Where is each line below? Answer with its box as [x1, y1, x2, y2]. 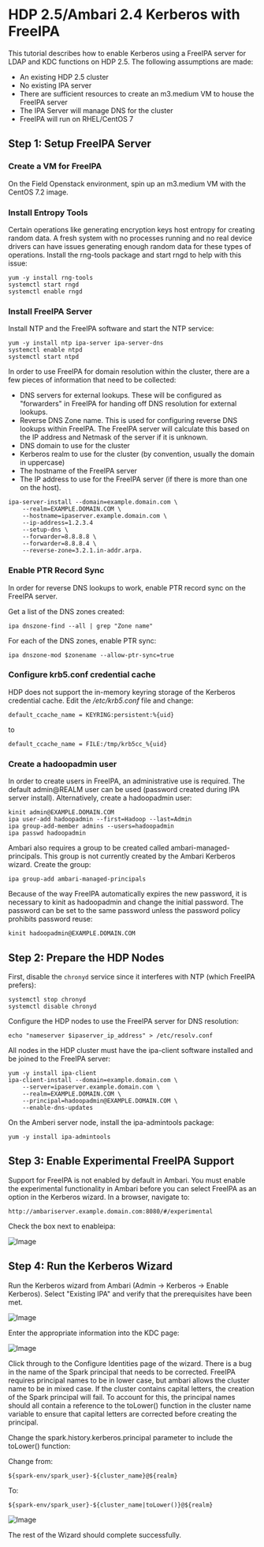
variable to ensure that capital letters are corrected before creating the [8, 1409, 237, 1418]
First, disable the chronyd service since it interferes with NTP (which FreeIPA [8, 972, 255, 981]
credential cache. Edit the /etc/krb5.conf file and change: [8, 696, 194, 705]
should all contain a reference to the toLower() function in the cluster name [8, 1401, 251, 1410]
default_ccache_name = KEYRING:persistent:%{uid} [8, 711, 175, 719]
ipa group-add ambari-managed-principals [8, 875, 147, 883]
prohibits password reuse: [8, 915, 93, 924]
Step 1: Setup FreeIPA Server [8, 137, 152, 151]
